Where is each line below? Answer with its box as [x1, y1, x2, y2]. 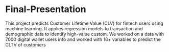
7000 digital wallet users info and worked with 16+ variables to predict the [5, 36, 161, 42]
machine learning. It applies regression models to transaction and [5, 25, 143, 31]
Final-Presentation [5, 4, 86, 15]
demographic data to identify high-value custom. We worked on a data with [5, 31, 164, 37]
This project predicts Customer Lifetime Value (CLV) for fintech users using [5, 20, 163, 26]
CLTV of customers [5, 41, 46, 47]
